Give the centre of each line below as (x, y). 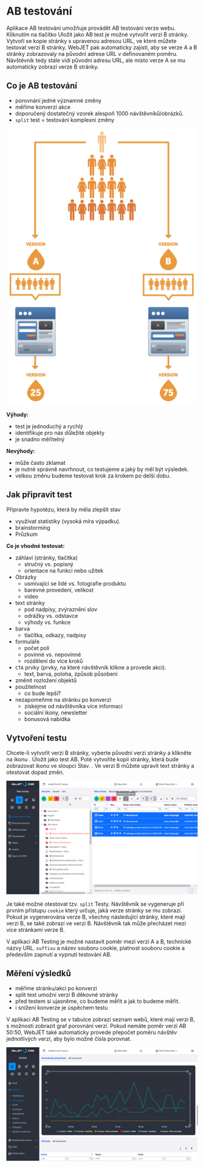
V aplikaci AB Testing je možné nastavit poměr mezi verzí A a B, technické (99, 941)
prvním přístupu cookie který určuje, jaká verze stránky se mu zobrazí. (94, 910)
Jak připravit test (39, 495)
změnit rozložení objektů (46, 680)
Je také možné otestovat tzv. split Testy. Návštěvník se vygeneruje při (95, 904)
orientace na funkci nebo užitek (64, 570)
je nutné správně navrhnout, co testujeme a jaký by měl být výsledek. (102, 470)
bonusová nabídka (47, 719)
